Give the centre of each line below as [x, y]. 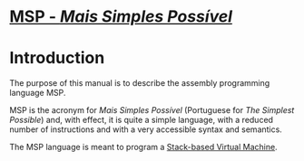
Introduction [57, 58]
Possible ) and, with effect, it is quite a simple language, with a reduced [142, 120]
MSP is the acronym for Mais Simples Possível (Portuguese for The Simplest [152, 110]
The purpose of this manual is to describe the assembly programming [140, 83]
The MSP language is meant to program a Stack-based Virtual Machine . [144, 147]
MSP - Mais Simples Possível [121, 17]
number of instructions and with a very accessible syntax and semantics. [146, 129]
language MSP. [38, 93]
